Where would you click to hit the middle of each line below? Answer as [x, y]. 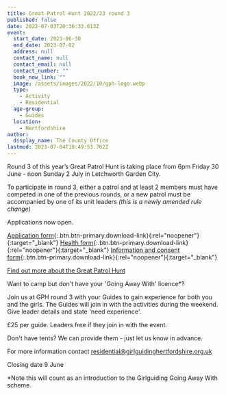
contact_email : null [42, 64]
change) [19, 209]
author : [18, 134]
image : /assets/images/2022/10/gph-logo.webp [79, 84]
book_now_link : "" [40, 77]
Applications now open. [40, 222]
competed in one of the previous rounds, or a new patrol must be [99, 194]
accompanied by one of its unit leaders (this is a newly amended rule [104, 202]
